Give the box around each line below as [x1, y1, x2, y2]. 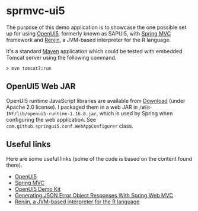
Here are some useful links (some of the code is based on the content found [6, 155, 193, 162]
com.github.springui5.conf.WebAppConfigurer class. [6, 122, 133, 129]
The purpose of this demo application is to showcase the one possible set [6, 24, 187, 31]
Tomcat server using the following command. [6, 54, 117, 61]
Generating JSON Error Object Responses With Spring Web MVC [14, 191, 174, 199]
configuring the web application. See [6, 116, 97, 123]
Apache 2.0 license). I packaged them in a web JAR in [6, 103, 138, 111]
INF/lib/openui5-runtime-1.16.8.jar [6, 111, 97, 116]
